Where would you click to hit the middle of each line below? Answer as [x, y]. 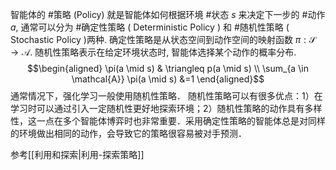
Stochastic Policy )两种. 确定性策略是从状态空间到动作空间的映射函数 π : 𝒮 [163, 39]
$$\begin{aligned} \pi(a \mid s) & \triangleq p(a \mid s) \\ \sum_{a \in [168, 68]
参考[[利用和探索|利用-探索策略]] [77, 154]
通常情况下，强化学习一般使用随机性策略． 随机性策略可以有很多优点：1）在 [166, 96]
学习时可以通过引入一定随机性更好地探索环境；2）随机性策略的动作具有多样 [166, 108]
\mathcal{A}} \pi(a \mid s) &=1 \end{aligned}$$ [168, 79]
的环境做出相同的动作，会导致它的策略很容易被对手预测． [128, 133]
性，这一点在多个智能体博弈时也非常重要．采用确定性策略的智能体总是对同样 [168, 121]
